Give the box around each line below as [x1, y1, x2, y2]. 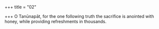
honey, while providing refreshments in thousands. [4, 19, 107, 24]
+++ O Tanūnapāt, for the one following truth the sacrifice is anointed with [4, 14, 155, 19]
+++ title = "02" [4, 4, 37, 10]
